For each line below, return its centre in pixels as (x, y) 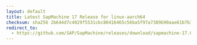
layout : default (26, 11)
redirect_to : (22, 28)
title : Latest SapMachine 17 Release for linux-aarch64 (76, 17)
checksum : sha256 (27, 22)
